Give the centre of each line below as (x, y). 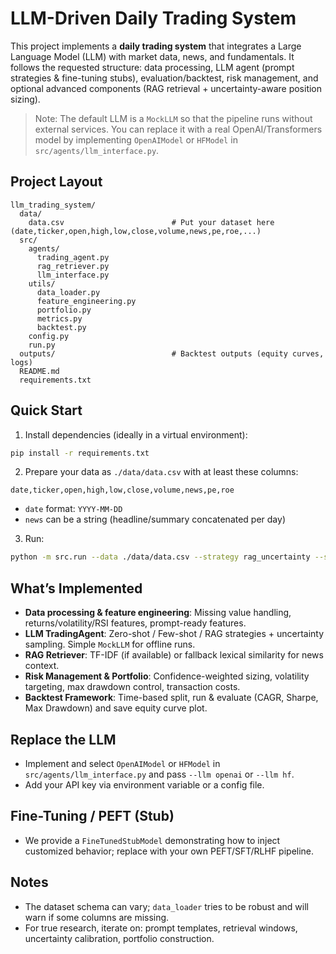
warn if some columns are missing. (97, 917)
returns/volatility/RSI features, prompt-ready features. (135, 623)
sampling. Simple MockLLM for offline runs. (110, 644)
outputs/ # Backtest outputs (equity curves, (172, 353)
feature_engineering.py (86, 301)
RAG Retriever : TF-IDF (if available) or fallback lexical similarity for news (174, 655)
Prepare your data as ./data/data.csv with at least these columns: (161, 472)
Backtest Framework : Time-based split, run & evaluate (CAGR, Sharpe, (171, 698)
